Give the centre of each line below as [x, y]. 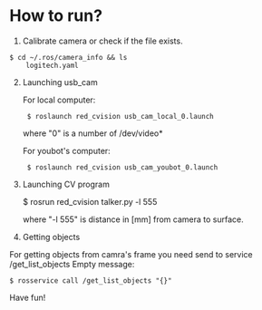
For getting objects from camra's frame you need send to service [131, 254]
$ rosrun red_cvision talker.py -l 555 [90, 201]
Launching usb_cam [60, 82]
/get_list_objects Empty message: [72, 264]
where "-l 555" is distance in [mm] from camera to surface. [133, 219]
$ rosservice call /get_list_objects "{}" [91, 281]
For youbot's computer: [66, 150]
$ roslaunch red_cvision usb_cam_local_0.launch [121, 116]
